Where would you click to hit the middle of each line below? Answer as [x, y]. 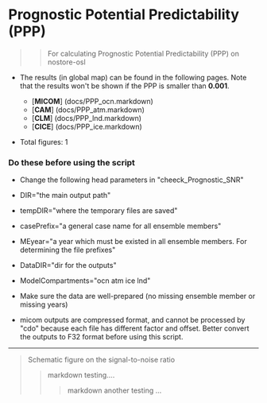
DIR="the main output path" [65, 196]
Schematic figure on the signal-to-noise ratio [101, 360]
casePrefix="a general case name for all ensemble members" [120, 226]
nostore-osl [66, 62]
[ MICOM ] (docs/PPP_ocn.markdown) [92, 101]
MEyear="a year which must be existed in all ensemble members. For [133, 242]
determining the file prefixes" [68, 250]
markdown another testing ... [114, 390]
